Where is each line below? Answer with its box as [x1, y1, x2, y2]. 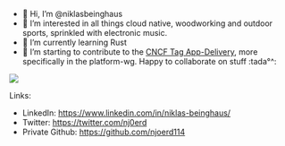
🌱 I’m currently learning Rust [21, 37, 128, 47]
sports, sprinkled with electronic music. [21, 28, 168, 38]
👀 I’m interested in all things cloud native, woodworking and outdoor [21, 18, 273, 29]
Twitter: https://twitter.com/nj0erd [21, 117, 147, 127]
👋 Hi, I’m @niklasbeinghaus [21, 9, 123, 19]
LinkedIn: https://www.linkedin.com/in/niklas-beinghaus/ [21, 107, 231, 118]
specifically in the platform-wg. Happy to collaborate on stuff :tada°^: [21, 56, 277, 66]
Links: [9, 90, 31, 100]
